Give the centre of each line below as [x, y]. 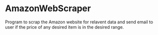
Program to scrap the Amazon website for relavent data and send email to [79, 22]
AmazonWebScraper [48, 9]
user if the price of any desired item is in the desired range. [65, 27]
